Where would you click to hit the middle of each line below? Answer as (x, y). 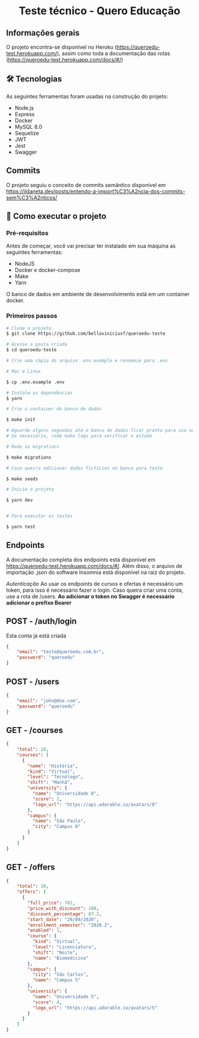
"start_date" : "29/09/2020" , (63, 919)
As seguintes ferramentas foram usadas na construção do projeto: (87, 96)
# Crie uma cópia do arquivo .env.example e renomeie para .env (87, 361)
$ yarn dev (20, 500)
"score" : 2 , (47, 799)
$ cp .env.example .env (36, 382)
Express (25, 114)
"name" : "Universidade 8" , (66, 793)
